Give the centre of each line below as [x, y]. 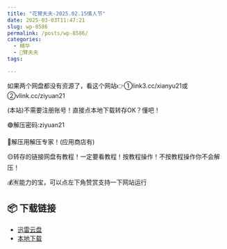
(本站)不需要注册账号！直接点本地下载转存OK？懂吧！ [84, 110]
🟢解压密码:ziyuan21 [36, 124]
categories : [24, 40]
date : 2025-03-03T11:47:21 [46, 20]
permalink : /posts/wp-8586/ [48, 33]
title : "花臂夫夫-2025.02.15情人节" [57, 14]
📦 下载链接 [32, 208]
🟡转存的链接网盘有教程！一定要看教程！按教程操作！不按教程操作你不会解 [113, 156]
